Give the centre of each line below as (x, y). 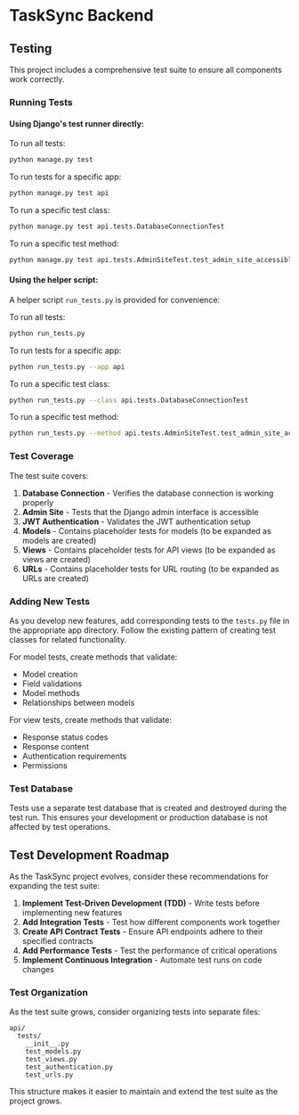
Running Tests (41, 102)
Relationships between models (78, 702)
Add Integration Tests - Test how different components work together (151, 922)
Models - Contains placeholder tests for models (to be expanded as (146, 530)
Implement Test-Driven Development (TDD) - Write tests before (141, 903)
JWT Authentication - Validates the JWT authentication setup (136, 521)
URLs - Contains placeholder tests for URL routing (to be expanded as (150, 569)
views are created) (57, 559)
